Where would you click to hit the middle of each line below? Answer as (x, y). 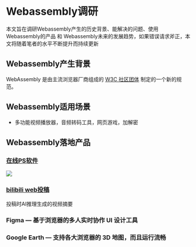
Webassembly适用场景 (48, 107)
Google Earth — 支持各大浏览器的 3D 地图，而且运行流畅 (86, 238)
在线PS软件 (22, 161)
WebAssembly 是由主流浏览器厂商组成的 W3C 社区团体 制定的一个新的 (92, 79)
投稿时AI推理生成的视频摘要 (40, 203)
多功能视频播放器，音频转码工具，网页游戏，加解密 (76, 122)
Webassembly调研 (52, 11)
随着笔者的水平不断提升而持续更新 (57, 44)
